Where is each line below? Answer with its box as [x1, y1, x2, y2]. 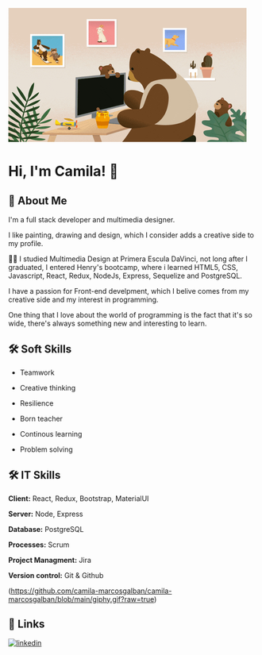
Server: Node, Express [8, 509, 83, 518]
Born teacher [19, 414, 64, 423]
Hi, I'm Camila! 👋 [8, 163, 119, 180]
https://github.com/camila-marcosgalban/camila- [10, 586, 172, 595]
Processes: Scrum [8, 540, 70, 549]
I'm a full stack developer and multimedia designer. [8, 215, 175, 224]
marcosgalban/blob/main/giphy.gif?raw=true [8, 594, 155, 603]
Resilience [19, 398, 54, 408]
